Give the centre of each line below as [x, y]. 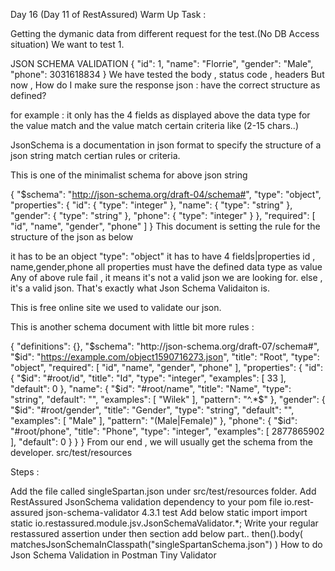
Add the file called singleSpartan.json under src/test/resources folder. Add [163, 491]
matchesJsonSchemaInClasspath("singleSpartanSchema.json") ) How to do [166, 544]
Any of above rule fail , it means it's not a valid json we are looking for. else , [166, 277]
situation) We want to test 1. [67, 44]
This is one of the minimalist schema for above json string [129, 175]
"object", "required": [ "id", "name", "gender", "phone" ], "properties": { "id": [167, 367]
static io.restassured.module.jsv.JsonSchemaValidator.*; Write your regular [164, 523]
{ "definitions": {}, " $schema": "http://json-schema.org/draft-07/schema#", [165, 346]
